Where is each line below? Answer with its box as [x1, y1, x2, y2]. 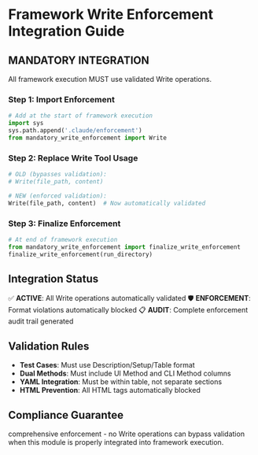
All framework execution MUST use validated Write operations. [8, 75, 212, 83]
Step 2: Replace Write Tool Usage [8, 152, 138, 163]
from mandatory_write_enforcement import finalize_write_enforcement [8, 242, 241, 251]
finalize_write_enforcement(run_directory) [8, 250, 153, 258]
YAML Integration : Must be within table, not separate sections [19, 377, 223, 387]
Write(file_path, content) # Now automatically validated [8, 199, 206, 207]
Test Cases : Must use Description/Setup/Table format [19, 361, 195, 370]
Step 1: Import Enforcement [8, 94, 116, 105]
